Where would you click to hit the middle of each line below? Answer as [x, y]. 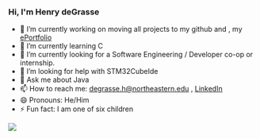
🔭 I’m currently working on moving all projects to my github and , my [131, 29]
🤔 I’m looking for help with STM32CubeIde [89, 71]
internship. [37, 63]
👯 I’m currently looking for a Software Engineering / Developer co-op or [136, 55]
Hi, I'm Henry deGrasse [54, 12]
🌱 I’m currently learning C [61, 46]
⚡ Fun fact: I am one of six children [76, 109]
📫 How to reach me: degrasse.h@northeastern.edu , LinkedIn [121, 89]
